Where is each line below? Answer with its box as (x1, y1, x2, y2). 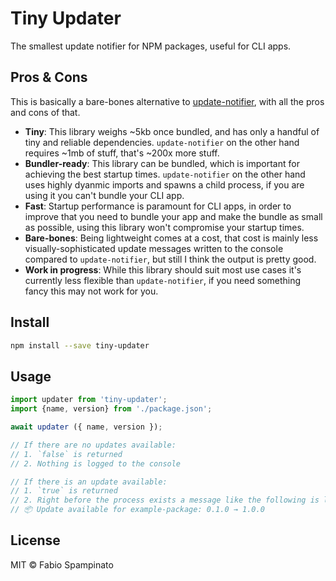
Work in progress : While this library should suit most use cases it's (24, 263, 302, 276)
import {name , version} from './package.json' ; (10, 404, 213, 414)
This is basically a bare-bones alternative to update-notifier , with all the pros (10, 95, 325, 107)
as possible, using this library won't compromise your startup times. (24, 221, 305, 233)
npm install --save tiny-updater (10, 340, 150, 351)
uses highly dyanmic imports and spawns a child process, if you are (24, 178, 305, 191)
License (10, 532, 61, 549)
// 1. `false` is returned (10, 449, 123, 459)
